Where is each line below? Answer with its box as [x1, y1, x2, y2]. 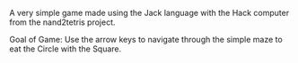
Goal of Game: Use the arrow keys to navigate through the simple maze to [9, 35, 283, 44]
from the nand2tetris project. [9, 17, 116, 28]
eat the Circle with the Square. [9, 43, 122, 54]
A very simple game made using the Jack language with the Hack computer [9, 8, 290, 18]
